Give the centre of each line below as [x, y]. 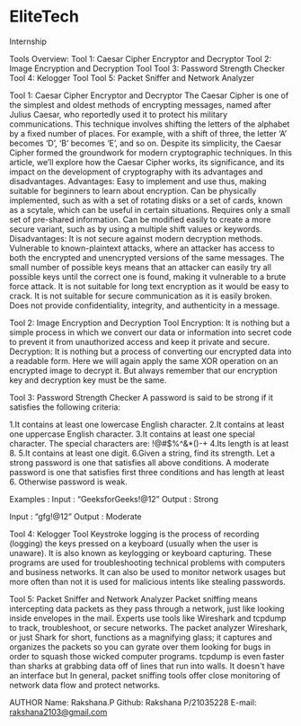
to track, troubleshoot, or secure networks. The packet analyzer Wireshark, [148, 627]
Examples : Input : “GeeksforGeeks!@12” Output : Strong [114, 499]
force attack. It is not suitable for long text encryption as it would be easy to [149, 286]
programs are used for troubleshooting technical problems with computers [147, 562]
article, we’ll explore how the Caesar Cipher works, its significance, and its [147, 162]
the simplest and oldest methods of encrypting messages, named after [141, 104]
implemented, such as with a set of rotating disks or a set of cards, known [146, 200]
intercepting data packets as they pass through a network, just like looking [147, 608]
